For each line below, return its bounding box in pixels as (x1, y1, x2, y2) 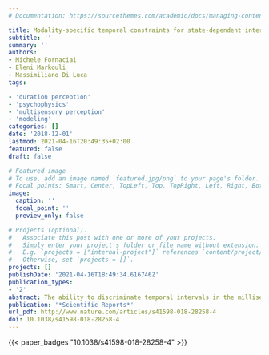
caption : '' (15, 197, 56, 205)
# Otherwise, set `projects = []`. (8, 256, 134, 264)
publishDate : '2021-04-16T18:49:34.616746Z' (8, 271, 159, 279)
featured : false (8, 145, 62, 153)
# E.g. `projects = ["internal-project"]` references (8, 248, 199, 256)
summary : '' (8, 41, 48, 49)
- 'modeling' (8, 115, 52, 123)
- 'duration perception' (8, 93, 91, 101)
